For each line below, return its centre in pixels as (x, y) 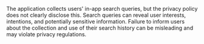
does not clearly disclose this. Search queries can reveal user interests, (96, 15)
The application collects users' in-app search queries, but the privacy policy (102, 9)
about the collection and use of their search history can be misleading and (100, 28)
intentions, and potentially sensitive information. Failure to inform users (96, 21)
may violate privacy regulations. (46, 34)
